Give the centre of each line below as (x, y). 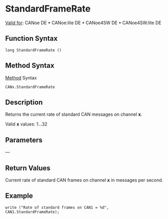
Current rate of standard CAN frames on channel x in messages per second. (84, 180)
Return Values (28, 168)
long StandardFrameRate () (33, 50)
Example (19, 196)
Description (24, 102)
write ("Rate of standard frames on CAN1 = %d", (57, 207)
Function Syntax (31, 39)
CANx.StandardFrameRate (30, 87)
